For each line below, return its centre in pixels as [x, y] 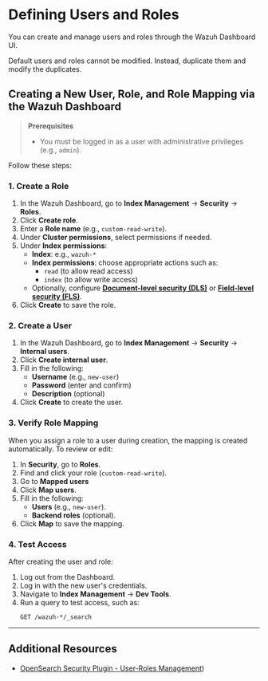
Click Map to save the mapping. [72, 523]
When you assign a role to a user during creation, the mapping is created [128, 440]
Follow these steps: [40, 165]
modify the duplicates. [45, 69]
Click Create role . [49, 220]
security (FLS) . [57, 297]
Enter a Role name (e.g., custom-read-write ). [93, 229]
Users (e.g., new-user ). [69, 506]
